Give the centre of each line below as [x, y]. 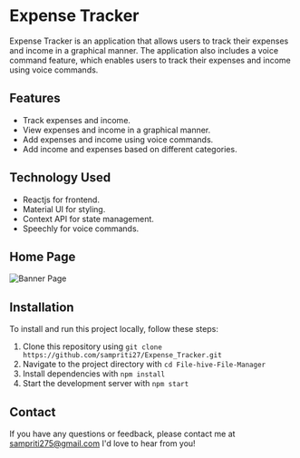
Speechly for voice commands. [81, 229]
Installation [42, 307]
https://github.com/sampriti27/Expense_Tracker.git [122, 356]
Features [35, 98]
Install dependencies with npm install [94, 374]
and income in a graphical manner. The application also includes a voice [144, 50]
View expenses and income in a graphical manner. [116, 130]
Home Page [43, 256]
